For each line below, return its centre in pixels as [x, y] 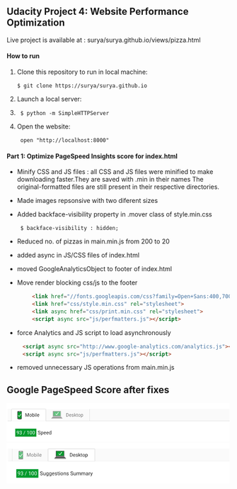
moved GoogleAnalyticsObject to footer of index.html [94, 269]
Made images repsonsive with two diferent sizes [87, 201]
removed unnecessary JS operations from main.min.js [96, 368]
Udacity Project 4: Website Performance [98, 12]
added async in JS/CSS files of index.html [78, 256]
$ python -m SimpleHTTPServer [65, 114]
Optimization [36, 23]
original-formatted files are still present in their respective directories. [118, 187]
